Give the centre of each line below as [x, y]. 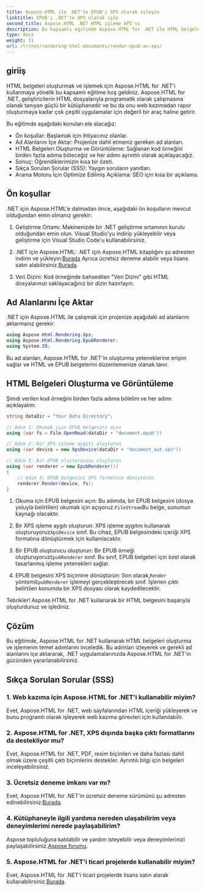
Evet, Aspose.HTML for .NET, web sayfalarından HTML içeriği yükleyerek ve [102, 710]
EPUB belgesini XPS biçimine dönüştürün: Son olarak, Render [91, 576]
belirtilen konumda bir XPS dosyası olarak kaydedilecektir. [88, 588]
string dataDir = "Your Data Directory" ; [60, 416]
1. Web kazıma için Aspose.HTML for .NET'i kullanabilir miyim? [101, 697]
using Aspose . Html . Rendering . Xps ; [50, 335]
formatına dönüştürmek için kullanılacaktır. [68, 539]
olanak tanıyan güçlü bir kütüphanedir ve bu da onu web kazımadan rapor [99, 105]
